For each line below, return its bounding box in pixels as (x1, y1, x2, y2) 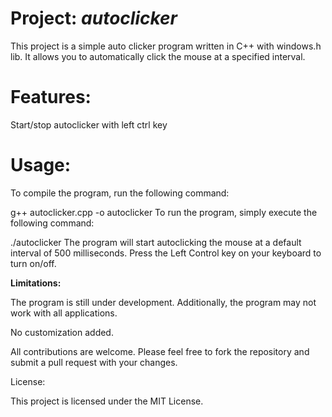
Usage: (10, 154, 72, 177)
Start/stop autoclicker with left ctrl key (10, 118, 168, 131)
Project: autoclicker (10, 7, 178, 30)
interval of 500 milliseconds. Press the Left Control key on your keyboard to (10, 247, 322, 259)
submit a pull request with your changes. (10, 356, 178, 368)
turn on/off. (10, 257, 57, 269)
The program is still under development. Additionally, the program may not (10, 296, 317, 308)
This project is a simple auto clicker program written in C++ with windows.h (10, 40, 322, 52)
